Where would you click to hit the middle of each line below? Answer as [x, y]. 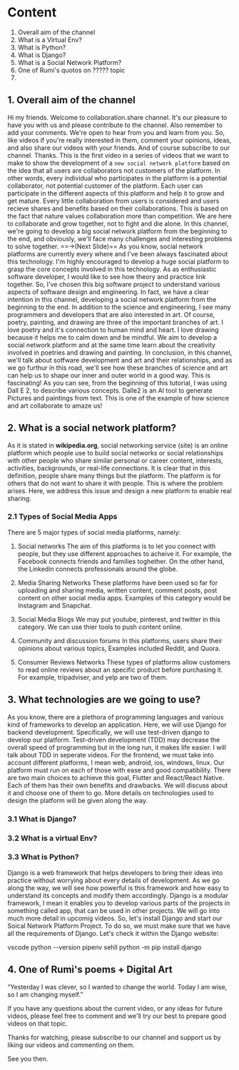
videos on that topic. [37, 1023]
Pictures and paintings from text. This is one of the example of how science [118, 398]
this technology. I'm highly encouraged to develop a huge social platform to [118, 261]
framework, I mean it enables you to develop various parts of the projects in [119, 903]
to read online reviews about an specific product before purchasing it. [120, 670]
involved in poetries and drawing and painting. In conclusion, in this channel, [120, 352]
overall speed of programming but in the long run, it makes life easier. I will [117, 747]
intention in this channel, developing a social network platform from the [112, 299]
